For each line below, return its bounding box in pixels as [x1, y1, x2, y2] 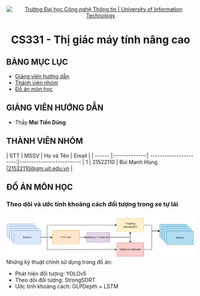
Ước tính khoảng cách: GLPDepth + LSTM [14, 282, 119, 290]
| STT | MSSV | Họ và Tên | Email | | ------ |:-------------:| [6, 152, 149, 159]
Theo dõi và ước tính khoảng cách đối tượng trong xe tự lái [6, 200, 178, 208]
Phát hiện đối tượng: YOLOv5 [14, 270, 87, 277]
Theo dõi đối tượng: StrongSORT [14, 276, 96, 283]
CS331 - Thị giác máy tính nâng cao [11, 33, 190, 47]
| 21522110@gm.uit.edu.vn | [6, 165, 73, 172]
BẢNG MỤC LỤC [6, 57, 68, 67]
